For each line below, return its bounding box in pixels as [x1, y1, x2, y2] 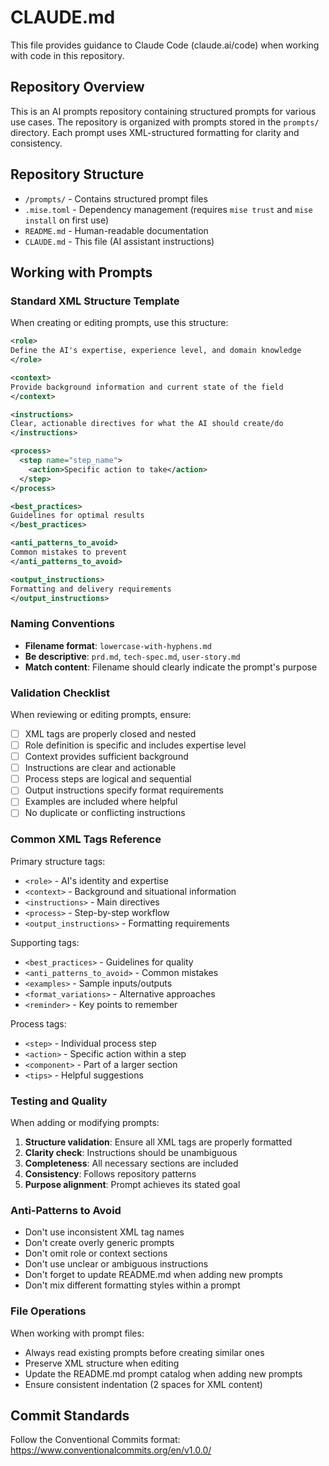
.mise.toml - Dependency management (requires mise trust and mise [24, 203, 313, 215]
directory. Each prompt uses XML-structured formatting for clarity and [10, 126, 300, 138]
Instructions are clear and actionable [24, 762, 177, 774]
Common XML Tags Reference [10, 832, 162, 846]
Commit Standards [10, 1407, 130, 1425]
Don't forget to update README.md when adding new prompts [24, 1269, 283, 1281]
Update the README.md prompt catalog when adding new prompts [24, 1367, 303, 1380]
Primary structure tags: [10, 855, 106, 867]
